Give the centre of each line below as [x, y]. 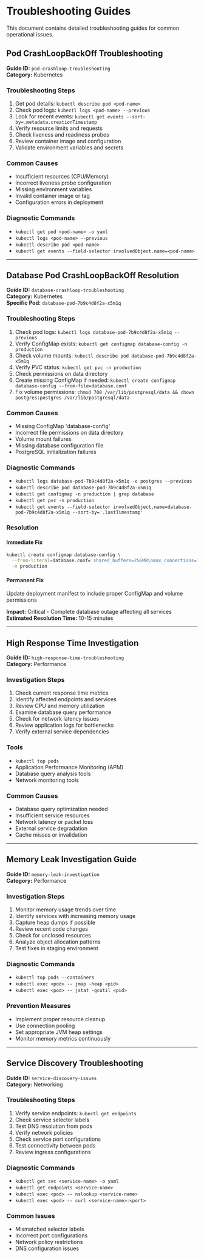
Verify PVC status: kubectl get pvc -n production [78, 367]
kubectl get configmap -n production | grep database [84, 494]
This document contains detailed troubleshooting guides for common [93, 28]
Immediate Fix [25, 542]
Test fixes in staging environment [56, 948]
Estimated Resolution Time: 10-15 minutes [60, 618]
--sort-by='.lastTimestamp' [108, 512]
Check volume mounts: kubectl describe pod [72, 355]
